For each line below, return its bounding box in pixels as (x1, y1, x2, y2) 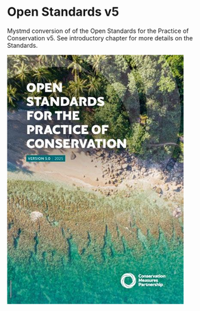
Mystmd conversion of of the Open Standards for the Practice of (7, 27, 190, 35)
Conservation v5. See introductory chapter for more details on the (7, 33, 193, 42)
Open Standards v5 (7, 4, 120, 20)
